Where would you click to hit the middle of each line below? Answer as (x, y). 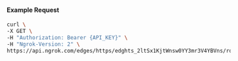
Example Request (33, 10)
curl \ (16, 25)
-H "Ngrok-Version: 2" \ (43, 44)
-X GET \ (20, 32)
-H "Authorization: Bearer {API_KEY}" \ (67, 38)
